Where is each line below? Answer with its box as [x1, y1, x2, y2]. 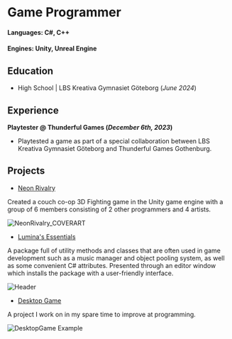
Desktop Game [17, 296, 62, 305]
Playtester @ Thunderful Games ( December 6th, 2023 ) [7, 123, 173, 131]
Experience [7, 104, 59, 116]
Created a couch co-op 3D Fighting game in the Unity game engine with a [7, 197, 223, 206]
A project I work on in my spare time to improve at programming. [7, 310, 197, 318]
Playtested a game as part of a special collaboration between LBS [17, 137, 211, 145]
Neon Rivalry [17, 184, 55, 192]
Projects [7, 165, 45, 177]
